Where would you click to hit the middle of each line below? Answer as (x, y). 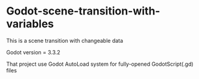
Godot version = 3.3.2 (33, 52)
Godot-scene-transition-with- (83, 11)
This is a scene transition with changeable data (65, 40)
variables (30, 24)
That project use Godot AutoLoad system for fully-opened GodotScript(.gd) (100, 64)
